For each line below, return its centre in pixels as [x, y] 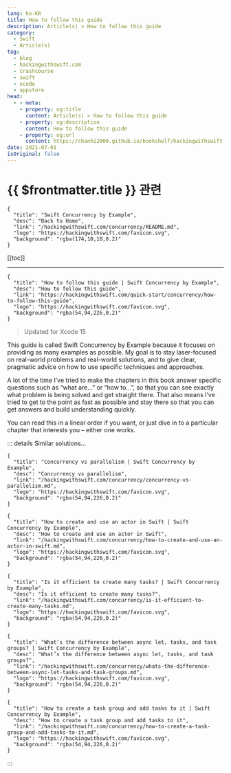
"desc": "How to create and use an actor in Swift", [90, 534]
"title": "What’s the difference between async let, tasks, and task [115, 642]
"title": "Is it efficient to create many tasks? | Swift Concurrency [117, 582]
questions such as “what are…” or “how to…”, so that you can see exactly [111, 387]
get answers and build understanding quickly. [71, 409]
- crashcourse [33, 71]
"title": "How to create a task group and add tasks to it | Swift [112, 708]
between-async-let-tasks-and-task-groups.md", [75, 672]
